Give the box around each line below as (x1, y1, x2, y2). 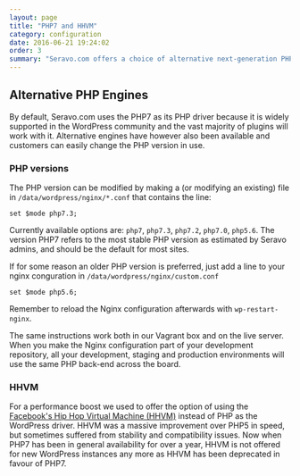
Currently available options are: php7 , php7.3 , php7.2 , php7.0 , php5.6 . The (9, 225, 275, 236)
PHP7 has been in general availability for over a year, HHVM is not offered (9, 439, 281, 450)
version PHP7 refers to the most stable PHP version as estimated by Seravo (9, 234, 287, 246)
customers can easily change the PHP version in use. (9, 139, 205, 150)
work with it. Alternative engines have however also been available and (9, 130, 271, 141)
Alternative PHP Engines (9, 88, 149, 103)
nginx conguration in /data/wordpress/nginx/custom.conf (9, 271, 220, 281)
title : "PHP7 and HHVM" (9, 21, 98, 30)
